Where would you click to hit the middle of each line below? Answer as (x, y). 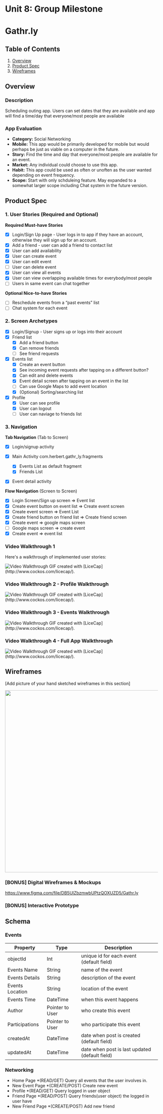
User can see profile (40, 403)
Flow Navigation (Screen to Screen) (41, 491)
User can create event (34, 256)
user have (22, 1101)
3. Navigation (21, 427)
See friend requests (39, 354)
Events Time (22, 999)
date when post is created (111, 1035)
